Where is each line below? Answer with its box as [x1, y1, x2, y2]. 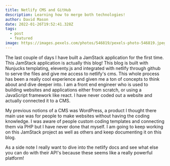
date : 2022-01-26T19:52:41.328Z [5, 21, 73, 27]
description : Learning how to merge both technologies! [5, 12, 125, 17]
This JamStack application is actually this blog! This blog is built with [5, 59, 148, 66]
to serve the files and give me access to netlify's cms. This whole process [5, 71, 159, 77]
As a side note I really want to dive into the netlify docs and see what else [5, 144, 158, 150]
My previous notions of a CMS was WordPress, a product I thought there [5, 107, 157, 113]
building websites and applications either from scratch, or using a [5, 87, 142, 93]
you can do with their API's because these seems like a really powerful [5, 149, 153, 155]
